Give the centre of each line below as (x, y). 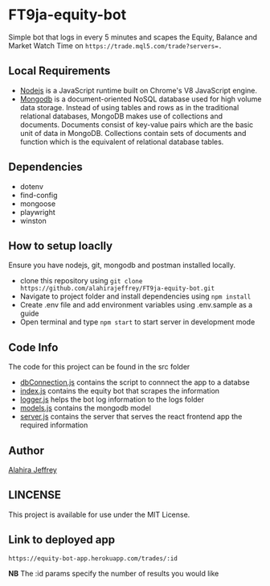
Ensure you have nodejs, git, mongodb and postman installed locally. (122, 265)
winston (33, 221)
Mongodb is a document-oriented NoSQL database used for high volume (141, 99)
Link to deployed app (61, 540)
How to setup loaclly (61, 246)
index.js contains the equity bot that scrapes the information (119, 391)
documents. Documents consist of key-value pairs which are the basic (137, 124)
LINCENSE (35, 495)
